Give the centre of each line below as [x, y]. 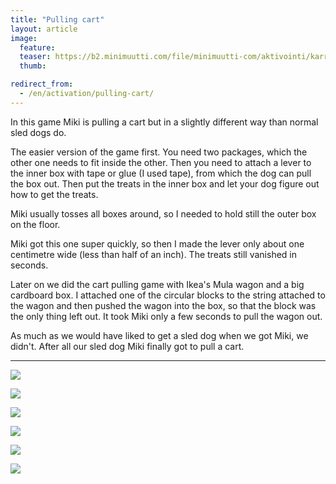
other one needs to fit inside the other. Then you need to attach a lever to [161, 162]
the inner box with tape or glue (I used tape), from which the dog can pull [161, 173]
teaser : [35, 57]
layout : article [44, 29]
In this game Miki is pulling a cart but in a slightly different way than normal [164, 122]
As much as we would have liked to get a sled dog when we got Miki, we [159, 335]
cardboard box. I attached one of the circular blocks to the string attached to [168, 295]
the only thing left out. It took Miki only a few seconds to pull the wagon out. [166, 316]
